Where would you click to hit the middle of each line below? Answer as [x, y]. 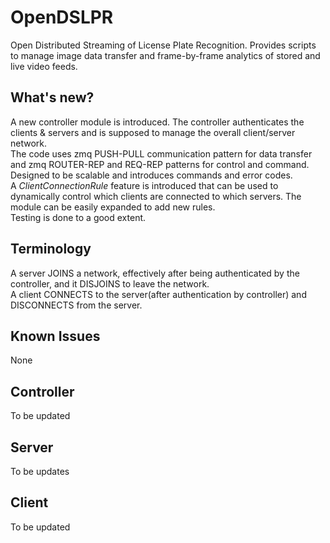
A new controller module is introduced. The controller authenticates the [157, 122]
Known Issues [55, 336]
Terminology [51, 249]
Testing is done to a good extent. [78, 217]
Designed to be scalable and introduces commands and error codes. [151, 175]
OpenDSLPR [62, 17]
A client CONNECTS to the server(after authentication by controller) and [158, 294]
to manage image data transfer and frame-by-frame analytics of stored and [165, 55]
